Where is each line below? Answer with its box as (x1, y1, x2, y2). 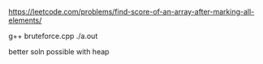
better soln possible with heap (8, 47, 110, 56)
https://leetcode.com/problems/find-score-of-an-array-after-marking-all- (8, 7, 255, 16)
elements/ (8, 15, 42, 25)
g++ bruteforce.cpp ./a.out (8, 32, 98, 41)
